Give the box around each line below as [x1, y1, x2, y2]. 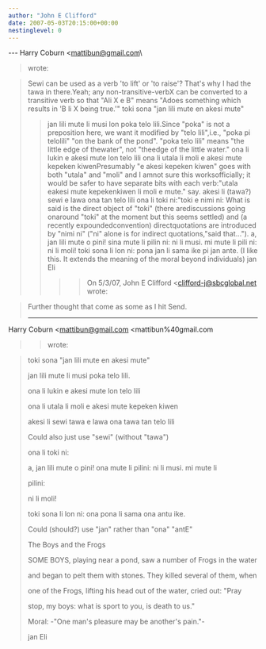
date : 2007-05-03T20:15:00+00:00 [8, 19, 119, 27]
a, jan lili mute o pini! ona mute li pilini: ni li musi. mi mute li [27, 463, 218, 473]
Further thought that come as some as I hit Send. [27, 302, 188, 312]
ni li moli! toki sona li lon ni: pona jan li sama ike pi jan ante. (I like [47, 246, 258, 255]
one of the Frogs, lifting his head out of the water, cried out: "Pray [27, 586, 242, 596]
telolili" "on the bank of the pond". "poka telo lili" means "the [47, 136, 245, 146]
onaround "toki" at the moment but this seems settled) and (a [47, 212, 248, 222]
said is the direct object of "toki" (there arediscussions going [47, 204, 245, 213]
